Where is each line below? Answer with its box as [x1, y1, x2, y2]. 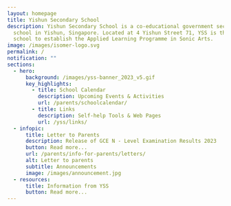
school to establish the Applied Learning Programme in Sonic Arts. [13, 36, 214, 43]
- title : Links [32, 106, 76, 113]
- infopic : [13, 125, 45, 132]
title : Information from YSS [25, 183, 109, 190]
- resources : [13, 176, 51, 183]
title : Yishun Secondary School [7, 16, 100, 23]
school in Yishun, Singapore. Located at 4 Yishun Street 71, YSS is [13, 29, 217, 36]
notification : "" [7, 55, 57, 62]
